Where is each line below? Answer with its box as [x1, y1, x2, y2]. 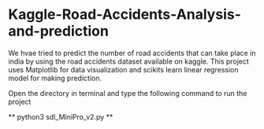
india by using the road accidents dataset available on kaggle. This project [8, 57, 250, 66]
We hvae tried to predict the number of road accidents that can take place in [8, 48, 256, 57]
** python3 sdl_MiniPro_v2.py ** [8, 112, 113, 121]
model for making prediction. [8, 73, 102, 83]
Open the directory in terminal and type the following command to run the [8, 88, 247, 98]
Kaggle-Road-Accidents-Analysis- [8, 6, 242, 24]
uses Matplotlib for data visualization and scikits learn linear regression [8, 64, 239, 74]
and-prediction [8, 22, 109, 40]
